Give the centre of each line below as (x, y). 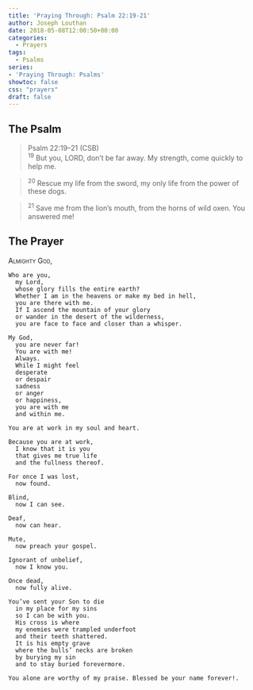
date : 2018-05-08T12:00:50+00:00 (63, 30)
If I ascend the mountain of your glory (83, 310)
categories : (28, 38)
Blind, (19, 497)
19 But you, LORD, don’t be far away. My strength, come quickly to (135, 157)
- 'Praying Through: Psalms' (56, 75)
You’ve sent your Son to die (56, 601)
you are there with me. (54, 303)
